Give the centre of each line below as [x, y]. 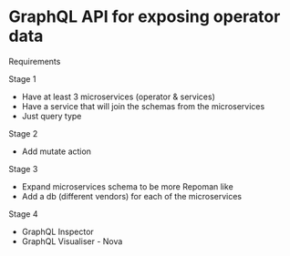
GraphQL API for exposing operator [145, 17]
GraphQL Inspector [58, 231]
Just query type [52, 116]
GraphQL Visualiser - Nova [72, 241]
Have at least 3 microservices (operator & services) [119, 97]
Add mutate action [57, 151]
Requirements [35, 61]
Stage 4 [23, 214]
